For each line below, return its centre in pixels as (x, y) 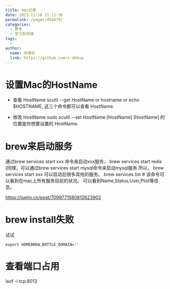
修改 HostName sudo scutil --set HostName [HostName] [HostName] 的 (89, 117)
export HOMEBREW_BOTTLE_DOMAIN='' (42, 245)
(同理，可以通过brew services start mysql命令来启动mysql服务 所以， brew (85, 168)
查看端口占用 (33, 267)
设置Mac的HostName (51, 85)
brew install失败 (40, 220)
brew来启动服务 (39, 146)
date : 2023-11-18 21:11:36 (34, 15)
